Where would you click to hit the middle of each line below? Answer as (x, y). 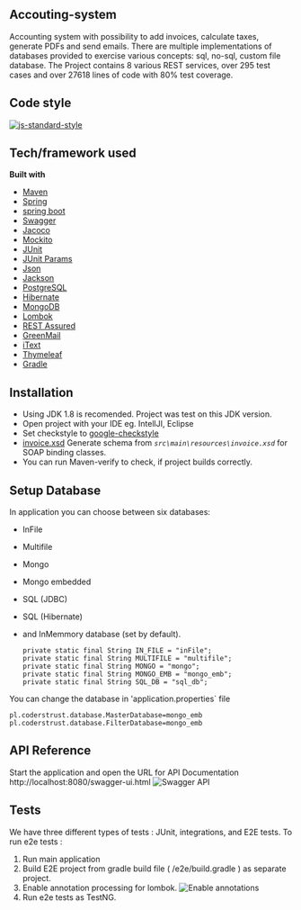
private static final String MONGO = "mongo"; (111, 667)
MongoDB (41, 307)
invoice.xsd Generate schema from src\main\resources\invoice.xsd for (155, 443)
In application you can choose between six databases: (110, 512)
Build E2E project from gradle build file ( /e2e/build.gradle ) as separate (154, 869)
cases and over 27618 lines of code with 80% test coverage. (121, 75)
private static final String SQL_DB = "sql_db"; (115, 682)
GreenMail (41, 336)
